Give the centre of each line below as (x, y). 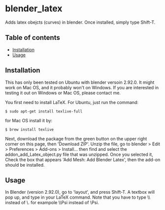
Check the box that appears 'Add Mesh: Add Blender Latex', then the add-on (83, 159)
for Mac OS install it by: (29, 120)
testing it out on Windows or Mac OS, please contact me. (63, 93)
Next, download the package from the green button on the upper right (76, 139)
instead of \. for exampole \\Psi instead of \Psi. (52, 203)
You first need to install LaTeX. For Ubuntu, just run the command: (72, 102)
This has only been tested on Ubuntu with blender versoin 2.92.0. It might (80, 82)
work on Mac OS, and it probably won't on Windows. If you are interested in (82, 87)
